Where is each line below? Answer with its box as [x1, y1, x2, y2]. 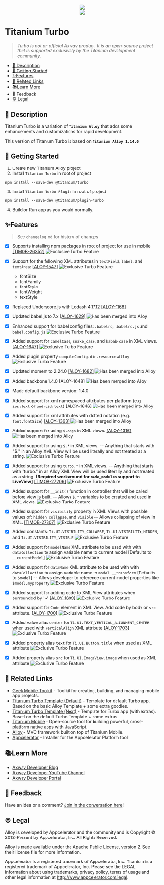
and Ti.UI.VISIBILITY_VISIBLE [12, 534, 74, 540]
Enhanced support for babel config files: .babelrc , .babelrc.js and [12, 323, 148, 329]
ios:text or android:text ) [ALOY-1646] [12, 403, 92, 409]
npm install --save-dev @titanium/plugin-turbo [5, 198, 104, 203]
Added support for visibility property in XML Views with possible [12, 508, 148, 514]
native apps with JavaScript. [30, 724, 88, 730]
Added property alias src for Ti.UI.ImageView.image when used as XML [12, 654, 157, 661]
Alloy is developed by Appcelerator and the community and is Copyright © [5, 829, 156, 835]
